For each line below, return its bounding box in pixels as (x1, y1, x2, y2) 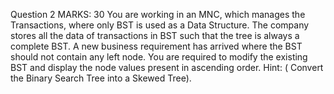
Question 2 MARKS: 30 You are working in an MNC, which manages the (10, 9, 306, 20)
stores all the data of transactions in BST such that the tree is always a (10, 30, 300, 41)
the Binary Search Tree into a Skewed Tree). (10, 72, 192, 84)
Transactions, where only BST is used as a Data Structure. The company (10, 19, 310, 31)
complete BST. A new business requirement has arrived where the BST (10, 40, 303, 52)
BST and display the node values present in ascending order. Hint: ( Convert (10, 62, 324, 73)
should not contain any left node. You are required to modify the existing (10, 51, 308, 63)
